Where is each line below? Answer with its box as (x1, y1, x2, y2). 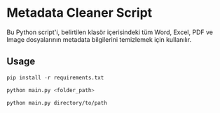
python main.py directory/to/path (6, 99, 108, 106)
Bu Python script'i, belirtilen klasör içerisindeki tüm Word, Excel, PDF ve (6, 28, 213, 36)
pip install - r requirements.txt (6, 74, 104, 81)
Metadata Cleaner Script (6, 5, 153, 21)
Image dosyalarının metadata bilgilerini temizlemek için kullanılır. (6, 35, 192, 43)
